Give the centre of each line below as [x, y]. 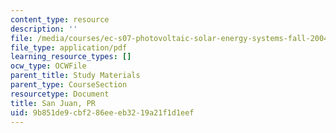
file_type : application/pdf [69, 47]
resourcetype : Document [60, 94]
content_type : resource [60, 19]
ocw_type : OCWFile [48, 66]
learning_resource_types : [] [71, 57]
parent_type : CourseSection [69, 85]
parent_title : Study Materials [75, 76]
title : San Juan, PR [53, 103]
